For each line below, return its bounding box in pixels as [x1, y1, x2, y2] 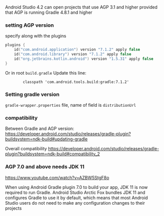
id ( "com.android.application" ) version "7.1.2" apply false [14, 47, 140, 52]
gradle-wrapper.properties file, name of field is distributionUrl [5, 102, 136, 108]
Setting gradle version [5, 91, 60, 98]
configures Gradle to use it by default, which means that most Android [5, 195, 148, 201]
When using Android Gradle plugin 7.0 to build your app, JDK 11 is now [5, 184, 148, 190]
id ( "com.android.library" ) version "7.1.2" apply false [14, 52, 132, 57]
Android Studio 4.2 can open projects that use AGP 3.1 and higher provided [5, 4, 158, 10]
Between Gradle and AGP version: [5, 126, 75, 131]
